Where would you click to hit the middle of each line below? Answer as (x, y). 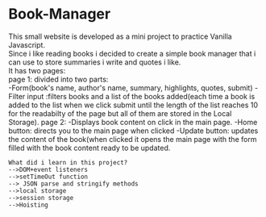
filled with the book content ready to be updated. (89, 148)
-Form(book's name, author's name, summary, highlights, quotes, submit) (131, 88)
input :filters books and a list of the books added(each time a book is (141, 96)
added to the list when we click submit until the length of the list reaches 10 (133, 105)
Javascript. (27, 44)
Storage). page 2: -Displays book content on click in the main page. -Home (133, 122)
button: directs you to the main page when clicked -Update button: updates (133, 131)
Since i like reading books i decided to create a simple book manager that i (132, 53)
